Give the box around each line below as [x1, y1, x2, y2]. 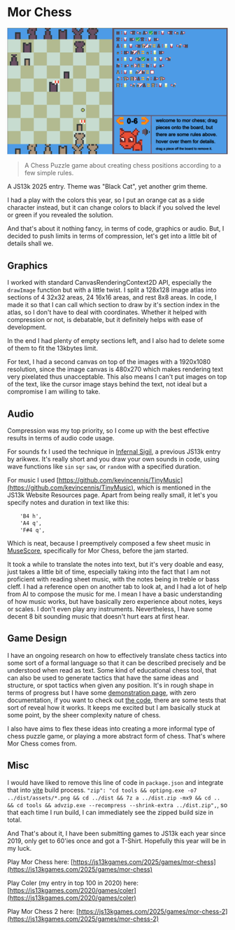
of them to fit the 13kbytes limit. [7, 344, 98, 353]
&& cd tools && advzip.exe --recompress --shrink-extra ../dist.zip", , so [7, 800, 228, 809]
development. [7, 323, 47, 332]
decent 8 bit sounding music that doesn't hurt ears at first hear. [7, 612, 190, 621]
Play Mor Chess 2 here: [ [7, 907, 79, 915]
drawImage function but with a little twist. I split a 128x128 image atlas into [7, 285, 217, 295]
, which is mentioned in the [133, 483, 211, 492]
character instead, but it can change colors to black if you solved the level [7, 203, 220, 212]
